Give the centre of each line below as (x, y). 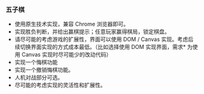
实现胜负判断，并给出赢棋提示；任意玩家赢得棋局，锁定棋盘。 (92, 32)
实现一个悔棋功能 (36, 62)
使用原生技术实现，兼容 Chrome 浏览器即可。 (72, 24)
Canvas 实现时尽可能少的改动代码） (67, 55)
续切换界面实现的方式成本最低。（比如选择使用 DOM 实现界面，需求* (100, 47)
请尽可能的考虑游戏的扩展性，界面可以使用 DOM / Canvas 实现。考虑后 (104, 39)
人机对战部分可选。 (39, 78)
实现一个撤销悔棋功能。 (44, 70)
